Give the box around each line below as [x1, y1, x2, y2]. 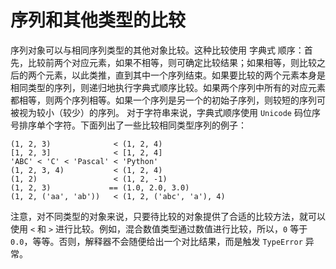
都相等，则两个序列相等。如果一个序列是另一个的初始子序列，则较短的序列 [10, 94, 317, 106]
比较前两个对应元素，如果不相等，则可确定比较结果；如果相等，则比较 [27, 56, 317, 68]
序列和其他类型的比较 [10, 9, 187, 32]
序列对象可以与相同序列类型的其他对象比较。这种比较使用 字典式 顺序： [10, 44, 305, 56]
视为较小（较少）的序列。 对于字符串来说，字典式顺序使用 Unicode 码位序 [18, 106, 321, 118]
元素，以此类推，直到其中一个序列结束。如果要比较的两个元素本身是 [44, 69, 326, 81]
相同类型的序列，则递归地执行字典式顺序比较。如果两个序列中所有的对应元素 [10, 81, 326, 93]
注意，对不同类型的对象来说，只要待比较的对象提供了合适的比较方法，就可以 [10, 210, 326, 222]
